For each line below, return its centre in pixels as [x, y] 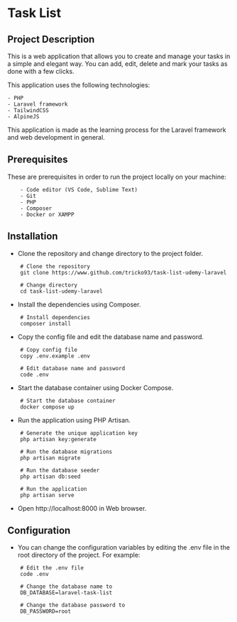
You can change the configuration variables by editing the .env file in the [124, 548]
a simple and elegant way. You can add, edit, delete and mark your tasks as [118, 64]
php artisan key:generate [59, 439]
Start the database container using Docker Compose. [95, 387]
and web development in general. [56, 137]
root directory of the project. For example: [79, 555]
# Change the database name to [66, 587]
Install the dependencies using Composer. [79, 304]
